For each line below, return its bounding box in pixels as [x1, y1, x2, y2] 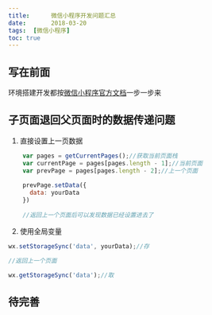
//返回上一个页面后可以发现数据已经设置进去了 [22, 211, 154, 219]
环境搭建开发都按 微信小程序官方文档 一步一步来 [8, 88, 161, 98]
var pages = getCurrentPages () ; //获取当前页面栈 [22, 152, 179, 160]
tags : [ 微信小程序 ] [8, 26, 70, 34]
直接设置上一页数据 [19, 136, 83, 146]
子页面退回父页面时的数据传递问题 [8, 113, 175, 127]
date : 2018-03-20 [8, 19, 87, 27]
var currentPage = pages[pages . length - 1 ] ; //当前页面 [22, 159, 203, 167]
